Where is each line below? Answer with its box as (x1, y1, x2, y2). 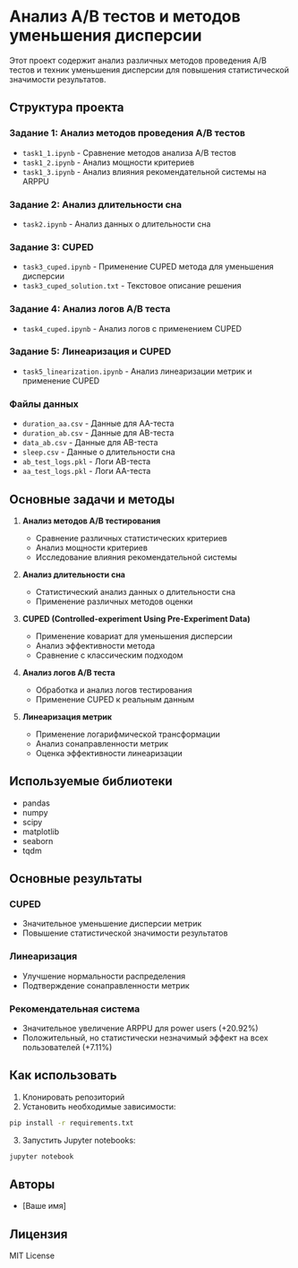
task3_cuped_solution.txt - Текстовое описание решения (21, 280, 242, 291)
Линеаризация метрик (21, 711, 113, 722)
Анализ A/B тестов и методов (9, 6, 242, 27)
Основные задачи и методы (9, 491, 175, 507)
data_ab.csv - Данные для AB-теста (21, 437, 158, 448)
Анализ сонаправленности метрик (35, 738, 168, 749)
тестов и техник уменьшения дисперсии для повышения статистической (9, 65, 289, 75)
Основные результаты (9, 871, 142, 886)
